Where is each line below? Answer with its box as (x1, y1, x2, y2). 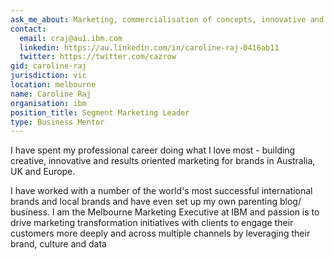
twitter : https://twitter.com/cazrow (19, 52, 177, 62)
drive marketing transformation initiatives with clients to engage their (10, 217, 294, 229)
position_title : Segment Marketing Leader (10, 107, 190, 118)
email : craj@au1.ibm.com (19, 33, 123, 43)
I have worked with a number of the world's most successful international (10, 185, 313, 197)
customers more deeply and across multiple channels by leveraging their (10, 227, 311, 240)
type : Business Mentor (10, 117, 105, 127)
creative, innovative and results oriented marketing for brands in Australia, (10, 155, 316, 167)
